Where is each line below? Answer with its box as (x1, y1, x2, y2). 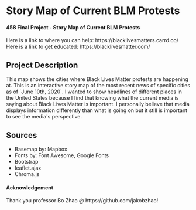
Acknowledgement (6, 184, 54, 191)
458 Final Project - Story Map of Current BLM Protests (6, 23, 140, 31)
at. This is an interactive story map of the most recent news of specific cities (6, 82, 191, 89)
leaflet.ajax (14, 164, 42, 171)
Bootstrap (14, 158, 39, 165)
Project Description (6, 60, 78, 70)
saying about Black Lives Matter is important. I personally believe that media (6, 101, 190, 108)
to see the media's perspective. (6, 113, 82, 120)
